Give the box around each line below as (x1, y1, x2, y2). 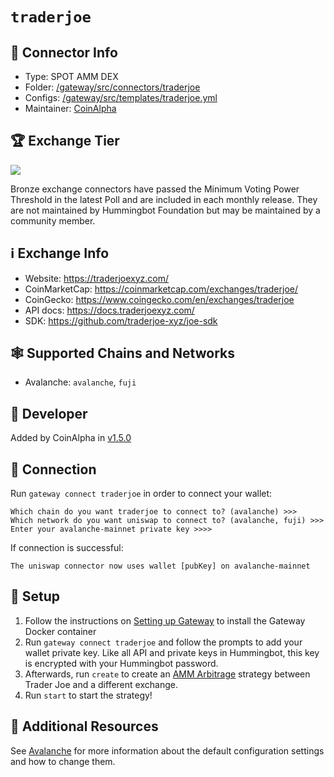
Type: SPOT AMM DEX (24, 71, 119, 82)
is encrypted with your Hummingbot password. (24, 657, 219, 669)
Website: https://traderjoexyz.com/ (24, 272, 170, 284)
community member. (10, 214, 96, 227)
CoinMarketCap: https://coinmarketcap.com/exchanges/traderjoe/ (24, 283, 298, 295)
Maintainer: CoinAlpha (24, 103, 117, 114)
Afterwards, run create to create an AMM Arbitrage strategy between (24, 668, 311, 680)
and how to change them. (10, 755, 116, 767)
